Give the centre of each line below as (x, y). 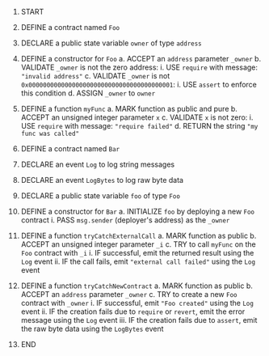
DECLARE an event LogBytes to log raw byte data (102, 180)
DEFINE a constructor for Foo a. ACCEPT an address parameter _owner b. (141, 59)
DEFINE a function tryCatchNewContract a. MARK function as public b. (137, 286)
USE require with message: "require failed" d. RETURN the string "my (139, 126)
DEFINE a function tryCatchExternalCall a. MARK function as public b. (139, 235)
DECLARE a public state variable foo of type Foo (101, 196)
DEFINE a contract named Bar (70, 148)
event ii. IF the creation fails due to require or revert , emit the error (133, 311)
